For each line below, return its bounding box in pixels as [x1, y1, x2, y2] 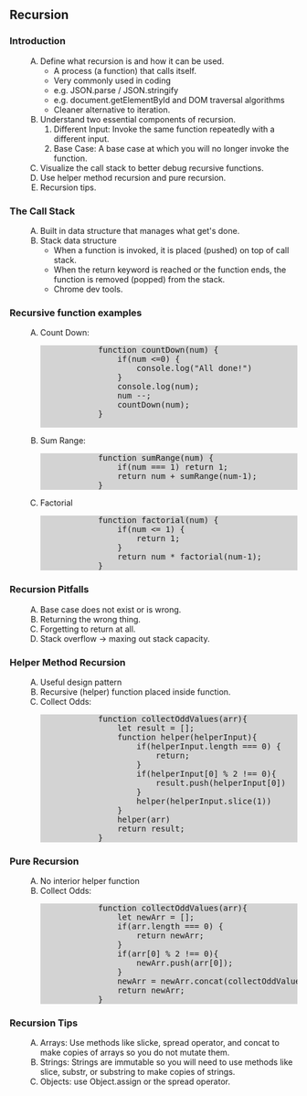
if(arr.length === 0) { [117, 921, 224, 931]
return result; [117, 823, 185, 834]
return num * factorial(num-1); [117, 552, 262, 562]
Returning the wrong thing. [39, 613, 142, 624]
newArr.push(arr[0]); [136, 958, 233, 968]
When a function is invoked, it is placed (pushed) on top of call [53, 244, 290, 255]
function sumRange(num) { [97, 452, 215, 463]
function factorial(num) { [97, 516, 219, 526]
